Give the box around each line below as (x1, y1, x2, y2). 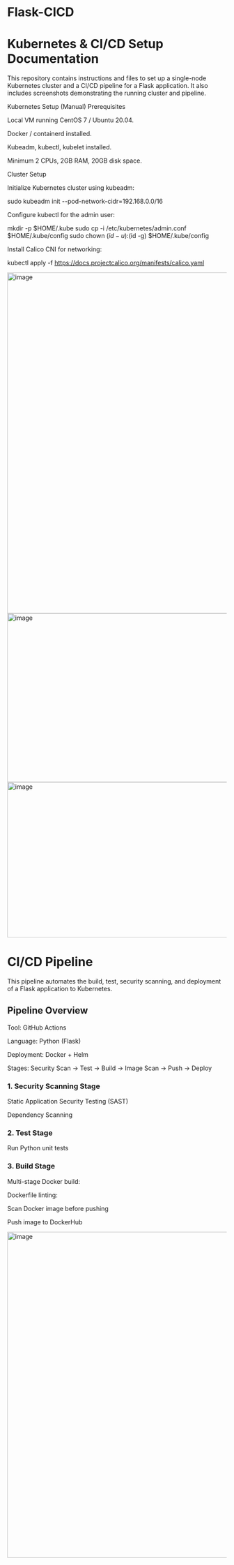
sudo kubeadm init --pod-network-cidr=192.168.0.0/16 (7, 197, 164, 206)
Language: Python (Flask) (7, 1037, 81, 1045)
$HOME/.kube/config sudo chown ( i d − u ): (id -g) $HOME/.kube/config (7, 232, 209, 240)
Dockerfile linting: (7, 1191, 58, 1199)
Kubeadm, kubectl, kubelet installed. (7, 143, 112, 151)
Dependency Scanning (7, 1111, 73, 1119)
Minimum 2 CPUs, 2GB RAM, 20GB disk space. (7, 156, 143, 165)
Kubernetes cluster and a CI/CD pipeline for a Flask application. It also (7, 82, 208, 90)
